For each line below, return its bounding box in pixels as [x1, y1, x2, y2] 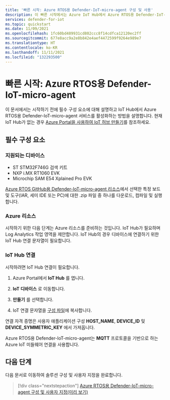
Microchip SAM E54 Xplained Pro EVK [12, 175, 92, 181]
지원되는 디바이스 [5, 152, 45, 159]
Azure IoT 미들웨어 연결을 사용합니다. [5, 341, 79, 347]
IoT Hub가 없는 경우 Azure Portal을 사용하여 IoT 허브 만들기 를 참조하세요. [5, 119, 151, 125]
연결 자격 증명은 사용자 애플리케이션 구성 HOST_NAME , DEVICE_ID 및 [5, 318, 145, 324]
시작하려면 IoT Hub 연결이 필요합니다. [5, 264, 80, 270]
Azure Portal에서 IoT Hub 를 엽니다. [12, 275, 85, 281]
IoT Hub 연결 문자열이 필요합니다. [5, 238, 72, 244]
